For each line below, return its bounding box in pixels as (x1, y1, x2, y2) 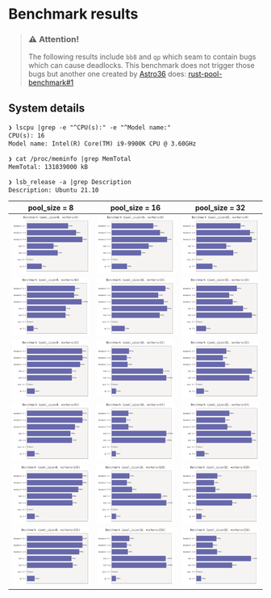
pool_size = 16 (110, 203, 161, 213)
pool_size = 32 (194, 203, 246, 213)
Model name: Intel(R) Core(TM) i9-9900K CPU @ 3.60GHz (8, 140, 197, 148)
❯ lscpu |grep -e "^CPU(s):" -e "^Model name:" (8, 124, 172, 132)
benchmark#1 (27, 78, 74, 87)
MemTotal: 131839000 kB (8, 163, 89, 171)
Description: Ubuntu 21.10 (8, 187, 99, 195)
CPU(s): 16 (8, 132, 45, 140)
